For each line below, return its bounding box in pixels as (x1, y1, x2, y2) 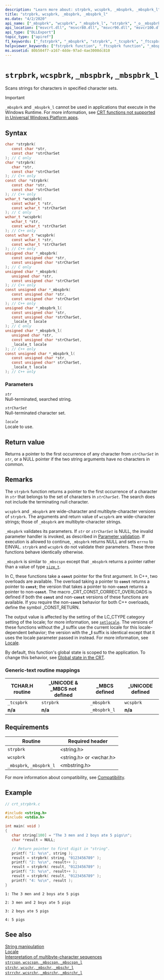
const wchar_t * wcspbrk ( (5, 233, 56, 238)
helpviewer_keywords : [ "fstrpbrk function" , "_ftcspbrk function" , (5, 44, 145, 48)
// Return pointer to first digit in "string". (11, 846, 110, 851)
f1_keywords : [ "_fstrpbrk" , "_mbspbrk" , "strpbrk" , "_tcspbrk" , (5, 39, 139, 44)
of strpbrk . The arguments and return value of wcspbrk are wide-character (5, 513, 155, 519)
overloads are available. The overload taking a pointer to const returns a (5, 578, 150, 584)
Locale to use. (5, 424, 34, 430)
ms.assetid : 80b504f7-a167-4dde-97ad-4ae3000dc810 (5, 48, 110, 53)
